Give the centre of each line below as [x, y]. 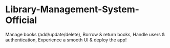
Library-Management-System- [72, 9]
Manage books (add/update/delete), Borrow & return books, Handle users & [85, 34]
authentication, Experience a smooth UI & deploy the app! [66, 40]
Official [21, 20]
